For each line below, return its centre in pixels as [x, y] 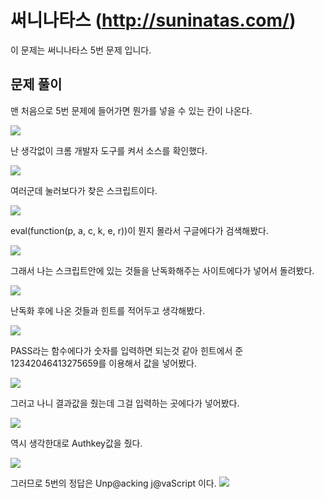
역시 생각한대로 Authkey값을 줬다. [76, 443]
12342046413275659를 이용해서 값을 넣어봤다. [103, 363]
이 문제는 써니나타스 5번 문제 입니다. [81, 50]
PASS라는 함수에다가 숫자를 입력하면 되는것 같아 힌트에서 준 [127, 350]
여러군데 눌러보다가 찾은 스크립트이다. [84, 190]
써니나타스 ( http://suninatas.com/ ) [153, 20]
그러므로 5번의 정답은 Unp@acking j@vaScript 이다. [113, 483]
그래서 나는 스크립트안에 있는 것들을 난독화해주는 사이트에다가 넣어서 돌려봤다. [162, 270]
